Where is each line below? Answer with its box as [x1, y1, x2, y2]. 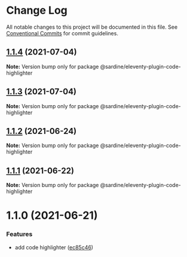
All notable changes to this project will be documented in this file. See [6, 23, 178, 30]
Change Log [6, 4, 68, 17]
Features [6, 230, 33, 238]
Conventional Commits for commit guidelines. [6, 29, 118, 36]
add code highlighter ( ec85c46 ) [14, 243, 94, 251]
